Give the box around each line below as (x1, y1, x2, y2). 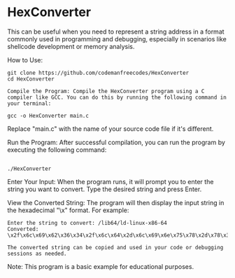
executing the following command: (7, 145, 107, 154)
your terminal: (7, 99, 52, 107)
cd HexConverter (7, 75, 55, 83)
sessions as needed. (7, 250, 68, 257)
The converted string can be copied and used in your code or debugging (7, 244, 224, 251)
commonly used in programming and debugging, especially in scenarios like (7, 34, 227, 43)
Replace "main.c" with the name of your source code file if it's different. (7, 124, 214, 133)
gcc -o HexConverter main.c (7, 112, 90, 119)
